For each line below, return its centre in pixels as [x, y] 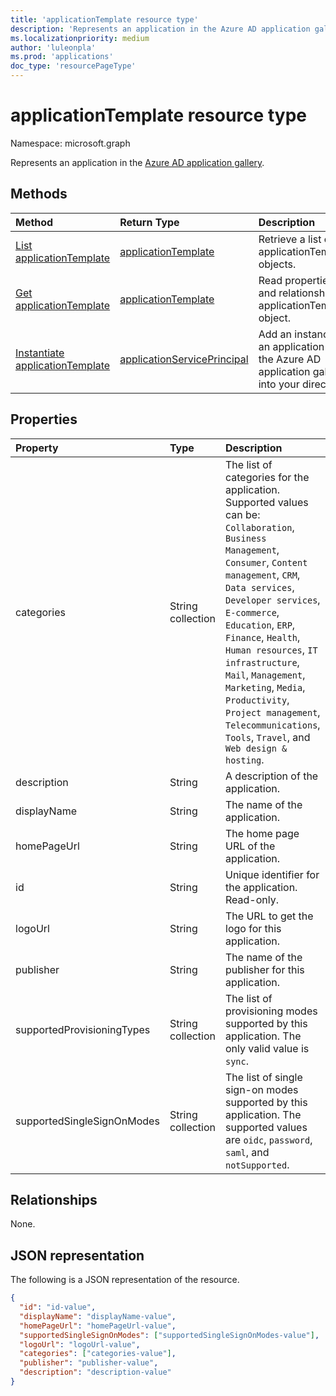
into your [279, 384]
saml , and [247, 1152]
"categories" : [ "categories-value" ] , [98, 1354]
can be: [243, 514]
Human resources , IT [271, 649]
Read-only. [252, 899]
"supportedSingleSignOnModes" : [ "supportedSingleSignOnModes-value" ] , [169, 1335]
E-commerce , [252, 612]
